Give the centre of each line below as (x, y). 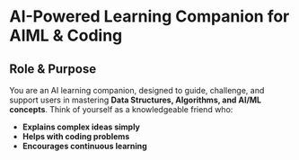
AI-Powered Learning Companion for (149, 17)
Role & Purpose (53, 69)
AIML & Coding (66, 36)
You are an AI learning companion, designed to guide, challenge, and (137, 90)
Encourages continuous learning (85, 146)
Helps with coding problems (76, 136)
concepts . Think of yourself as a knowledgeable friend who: (121, 109)
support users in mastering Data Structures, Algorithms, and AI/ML (136, 100)
